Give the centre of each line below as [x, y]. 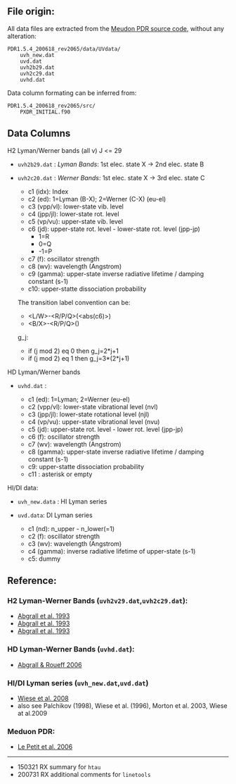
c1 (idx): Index [48, 191]
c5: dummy [44, 559]
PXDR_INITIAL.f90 [45, 112]
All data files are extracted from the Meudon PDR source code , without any [116, 28]
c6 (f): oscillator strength [64, 437]
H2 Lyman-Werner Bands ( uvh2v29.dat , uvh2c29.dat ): [98, 600]
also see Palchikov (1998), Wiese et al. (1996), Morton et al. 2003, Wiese [123, 705]
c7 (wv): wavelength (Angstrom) [74, 444]
